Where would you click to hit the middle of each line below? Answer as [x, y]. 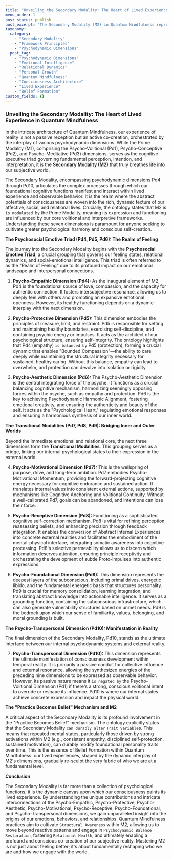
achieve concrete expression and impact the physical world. [76, 697]
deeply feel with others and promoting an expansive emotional [79, 297]
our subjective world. [28, 170]
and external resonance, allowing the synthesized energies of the [82, 670]
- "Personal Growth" [36, 72]
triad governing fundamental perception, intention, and [84, 159]
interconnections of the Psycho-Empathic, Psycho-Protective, [71, 802]
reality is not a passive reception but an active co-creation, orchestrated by [85, 137]
